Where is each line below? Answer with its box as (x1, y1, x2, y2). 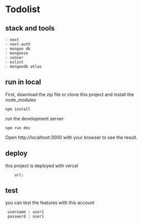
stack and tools (5, 24, 55, 33)
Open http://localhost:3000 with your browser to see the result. (5, 134, 138, 141)
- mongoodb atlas (5, 64, 42, 69)
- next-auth (5, 42, 30, 47)
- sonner (5, 55, 24, 60)
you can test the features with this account (5, 200, 95, 206)
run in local (5, 78, 42, 87)
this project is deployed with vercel (5, 162, 79, 169)
